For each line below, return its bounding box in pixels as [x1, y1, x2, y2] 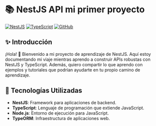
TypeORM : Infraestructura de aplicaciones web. [12, 115, 110, 121]
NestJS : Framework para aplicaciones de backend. [12, 99, 117, 105]
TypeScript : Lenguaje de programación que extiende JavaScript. [12, 105, 144, 111]
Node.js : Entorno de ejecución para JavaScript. [12, 110, 109, 116]
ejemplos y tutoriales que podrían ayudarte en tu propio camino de [5, 67, 140, 73]
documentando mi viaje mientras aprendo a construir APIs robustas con [5, 56, 151, 62]
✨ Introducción [5, 38, 53, 46]
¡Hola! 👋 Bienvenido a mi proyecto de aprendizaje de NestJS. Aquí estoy [5, 51, 151, 57]
